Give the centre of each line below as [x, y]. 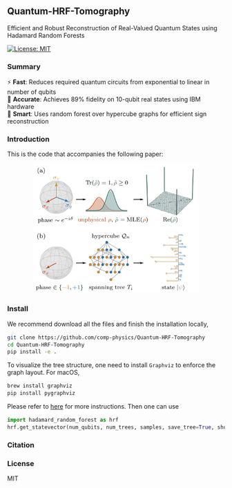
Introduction [28, 139]
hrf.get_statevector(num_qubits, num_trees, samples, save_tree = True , [111, 427]
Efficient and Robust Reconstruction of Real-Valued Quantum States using [112, 28]
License [21, 463]
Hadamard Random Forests [46, 35]
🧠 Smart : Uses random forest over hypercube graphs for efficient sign [107, 114]
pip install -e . [32, 352]
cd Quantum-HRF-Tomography [46, 344]
